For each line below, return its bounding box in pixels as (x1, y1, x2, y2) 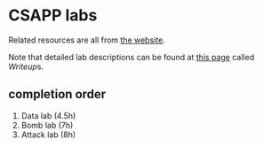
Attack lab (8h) (20, 129, 76, 140)
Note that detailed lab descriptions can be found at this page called (8, 51, 255, 62)
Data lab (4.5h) (20, 110, 76, 120)
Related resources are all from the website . (8, 35, 165, 45)
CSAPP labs (8, 5, 98, 26)
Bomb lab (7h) (20, 120, 74, 130)
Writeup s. (8, 61, 44, 72)
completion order (8, 87, 107, 102)
